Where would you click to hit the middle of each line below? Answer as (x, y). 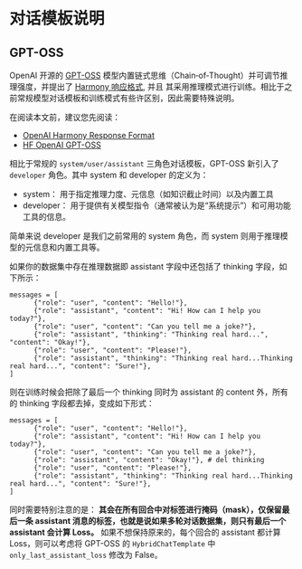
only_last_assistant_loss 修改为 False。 (86, 555)
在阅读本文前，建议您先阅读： (65, 117)
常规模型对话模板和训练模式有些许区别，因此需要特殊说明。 (128, 98)
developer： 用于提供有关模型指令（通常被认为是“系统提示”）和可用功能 (157, 205)
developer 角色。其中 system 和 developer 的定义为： (109, 175)
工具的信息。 (46, 217)
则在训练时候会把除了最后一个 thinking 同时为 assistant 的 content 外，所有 (149, 392)
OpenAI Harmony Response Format (89, 135)
